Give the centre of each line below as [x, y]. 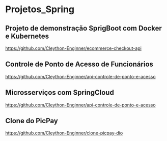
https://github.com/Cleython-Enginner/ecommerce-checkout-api [73, 48]
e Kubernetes [27, 36]
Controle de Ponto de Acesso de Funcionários [79, 64]
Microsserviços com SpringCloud [60, 93]
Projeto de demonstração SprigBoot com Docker [83, 28]
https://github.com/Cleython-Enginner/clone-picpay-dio [64, 133]
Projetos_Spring [40, 9]
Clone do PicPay [32, 121]
